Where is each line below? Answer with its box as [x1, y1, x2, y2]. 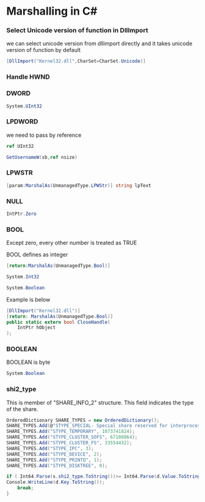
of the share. [6, 405, 38, 413]
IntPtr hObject [17, 325, 56, 331]
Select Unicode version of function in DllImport [6, 26, 148, 35]
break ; [17, 485, 34, 491]
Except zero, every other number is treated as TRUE [6, 239, 137, 247]
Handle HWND [6, 73, 50, 81]
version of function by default [6, 46, 81, 54]
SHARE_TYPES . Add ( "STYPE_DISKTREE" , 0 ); [6, 462, 108, 468]
